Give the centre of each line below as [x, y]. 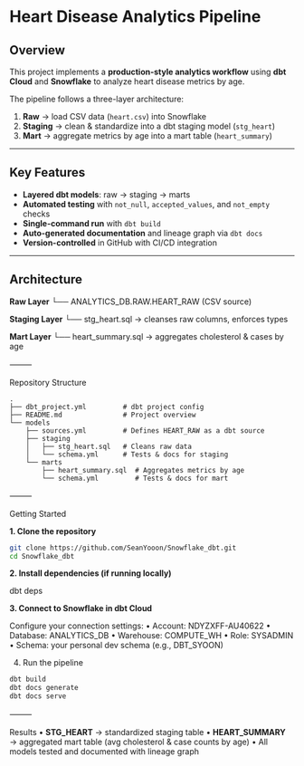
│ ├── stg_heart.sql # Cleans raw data [109, 446]
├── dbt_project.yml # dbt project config [107, 407]
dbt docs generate [44, 688]
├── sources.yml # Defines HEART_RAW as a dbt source [145, 431]
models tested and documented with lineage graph [104, 752]
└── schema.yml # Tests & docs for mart [135, 478]
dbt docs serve [38, 696]
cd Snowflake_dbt [42, 556]
